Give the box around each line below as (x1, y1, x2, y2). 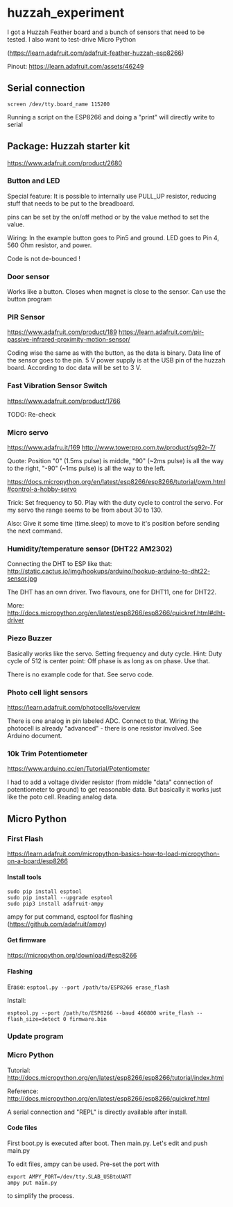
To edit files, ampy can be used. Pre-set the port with (7, 1160, 159, 1168)
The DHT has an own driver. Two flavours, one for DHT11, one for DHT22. (7, 588, 217, 597)
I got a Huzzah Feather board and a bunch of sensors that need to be (7, 28, 205, 36)
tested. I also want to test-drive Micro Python (7, 35, 137, 43)
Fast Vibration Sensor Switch (7, 381, 107, 390)
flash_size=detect (7, 1015, 60, 1022)
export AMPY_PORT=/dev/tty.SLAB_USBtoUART (7, 1173, 132, 1180)
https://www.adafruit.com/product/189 (7, 328, 118, 336)
